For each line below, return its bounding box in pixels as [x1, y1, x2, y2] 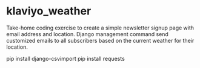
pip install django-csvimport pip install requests [6, 55, 125, 62]
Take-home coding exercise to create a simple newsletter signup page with [6, 24, 195, 31]
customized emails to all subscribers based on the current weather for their [6, 37, 195, 44]
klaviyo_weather [6, 4, 92, 18]
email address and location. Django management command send [6, 30, 168, 37]
